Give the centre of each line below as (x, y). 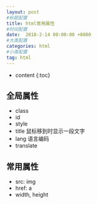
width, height (32, 195)
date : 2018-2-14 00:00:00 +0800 (49, 35)
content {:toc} (33, 75)
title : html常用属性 (31, 23)
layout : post (23, 12)
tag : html (19, 58)
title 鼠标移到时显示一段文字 (50, 131)
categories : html (28, 47)
